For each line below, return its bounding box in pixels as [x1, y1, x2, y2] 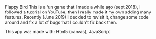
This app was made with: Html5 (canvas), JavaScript [5, 29, 110, 34]
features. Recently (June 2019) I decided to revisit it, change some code [5, 14, 149, 20]
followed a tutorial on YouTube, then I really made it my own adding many [5, 9, 151, 15]
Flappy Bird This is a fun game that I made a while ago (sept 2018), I [5, 4, 140, 10]
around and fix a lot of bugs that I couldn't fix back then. [5, 19, 117, 25]
